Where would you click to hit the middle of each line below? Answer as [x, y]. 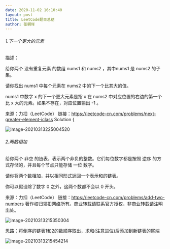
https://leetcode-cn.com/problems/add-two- [118, 197]
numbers [15, 204]
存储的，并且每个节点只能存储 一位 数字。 [53, 165]
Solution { [64, 120]
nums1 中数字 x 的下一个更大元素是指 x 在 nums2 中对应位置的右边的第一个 [84, 97]
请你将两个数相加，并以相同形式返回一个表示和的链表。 [63, 176]
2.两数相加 [16, 142]
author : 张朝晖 [20, 24]
